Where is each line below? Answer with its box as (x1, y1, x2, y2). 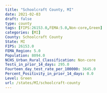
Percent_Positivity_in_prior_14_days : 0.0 (5, 71, 94, 76)
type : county (5, 21, 32, 26)
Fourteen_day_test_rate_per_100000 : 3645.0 (5, 67, 96, 72)
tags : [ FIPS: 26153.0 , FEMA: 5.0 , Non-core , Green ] (5, 26, 103, 31)
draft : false (5, 16, 32, 21)
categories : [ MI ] (5, 30, 41, 35)
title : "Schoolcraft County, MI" (5, 7, 74, 12)
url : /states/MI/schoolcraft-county (5, 80, 80, 85)
